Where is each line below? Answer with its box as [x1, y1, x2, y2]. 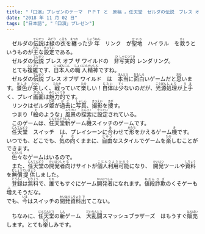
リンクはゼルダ [11, 102, 49, 109]
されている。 [107, 111, 140, 118]
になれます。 [112, 180, 145, 187]
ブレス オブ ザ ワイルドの [45, 57, 109, 65]
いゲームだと [144, 75, 177, 82]
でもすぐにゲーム [54, 180, 98, 187]
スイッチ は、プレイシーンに [32, 128, 108, 136]
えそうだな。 [12, 189, 44, 196]
